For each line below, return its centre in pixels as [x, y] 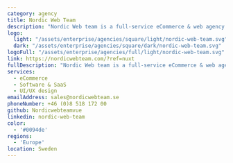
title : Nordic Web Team [42, 20]
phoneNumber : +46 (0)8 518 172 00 [57, 104]
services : [21, 71]
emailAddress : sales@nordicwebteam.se [63, 98]
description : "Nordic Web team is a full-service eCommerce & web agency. [118, 26]
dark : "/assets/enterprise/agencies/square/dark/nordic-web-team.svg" [118, 46]
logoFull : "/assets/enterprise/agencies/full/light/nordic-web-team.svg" [116, 53]
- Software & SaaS [40, 85]
